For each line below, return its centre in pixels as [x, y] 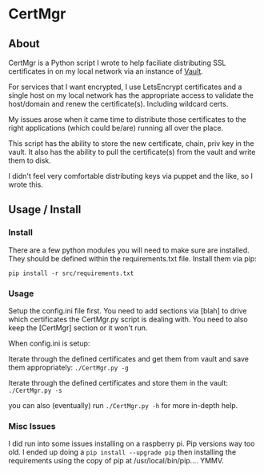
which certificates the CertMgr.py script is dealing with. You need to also [128, 319]
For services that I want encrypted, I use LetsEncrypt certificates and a [125, 87]
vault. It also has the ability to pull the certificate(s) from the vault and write [132, 152]
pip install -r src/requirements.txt [71, 273]
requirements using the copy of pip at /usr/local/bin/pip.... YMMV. [116, 461]
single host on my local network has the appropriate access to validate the [131, 95]
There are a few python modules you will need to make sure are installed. [129, 250]
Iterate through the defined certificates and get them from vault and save [129, 358]
